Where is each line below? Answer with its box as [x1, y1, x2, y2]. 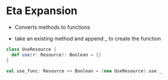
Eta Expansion [6, 4, 78, 18]
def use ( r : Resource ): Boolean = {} [11, 52, 101, 58]
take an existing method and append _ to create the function [14, 35, 161, 42]
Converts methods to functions [14, 24, 90, 31]
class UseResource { [6, 46, 57, 52]
